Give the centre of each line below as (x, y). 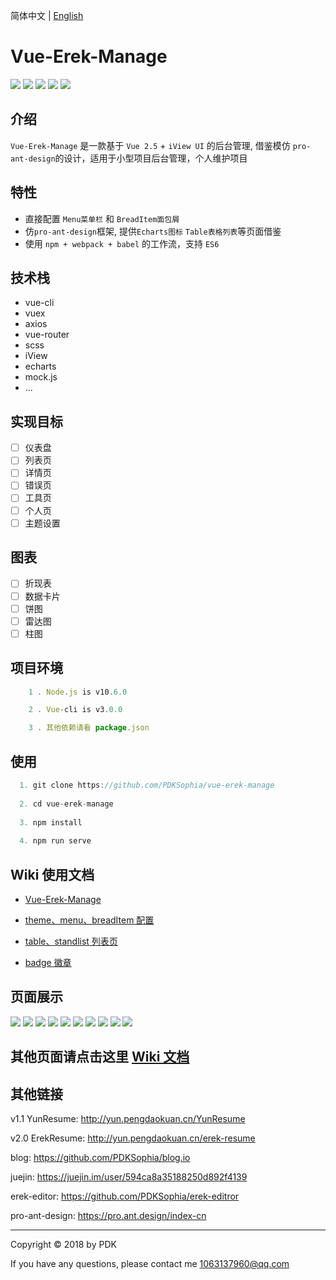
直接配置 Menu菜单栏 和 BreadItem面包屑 (102, 218)
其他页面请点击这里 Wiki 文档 (100, 1057)
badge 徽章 (48, 962)
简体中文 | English (47, 15)
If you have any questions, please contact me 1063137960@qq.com (150, 1263)
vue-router (47, 335)
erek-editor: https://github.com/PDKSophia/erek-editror (125, 1196)
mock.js (41, 377)
